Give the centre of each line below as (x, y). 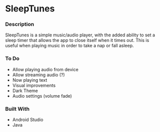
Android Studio (28, 120)
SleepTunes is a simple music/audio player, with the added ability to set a (80, 35)
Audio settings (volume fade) (42, 96)
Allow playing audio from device (45, 69)
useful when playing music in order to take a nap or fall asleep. (70, 46)
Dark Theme (25, 91)
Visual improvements (34, 85)
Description (20, 24)
